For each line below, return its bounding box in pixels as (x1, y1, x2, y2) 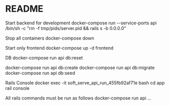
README (5, 3, 44, 15)
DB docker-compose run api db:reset (5, 54, 83, 61)
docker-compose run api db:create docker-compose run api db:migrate (5, 64, 155, 70)
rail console (5, 85, 29, 91)
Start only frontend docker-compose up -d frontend (5, 45, 114, 51)
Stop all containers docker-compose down (5, 35, 94, 41)
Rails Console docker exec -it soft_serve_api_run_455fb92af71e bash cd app (5, 80, 165, 86)
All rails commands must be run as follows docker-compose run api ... (5, 95, 151, 101)
